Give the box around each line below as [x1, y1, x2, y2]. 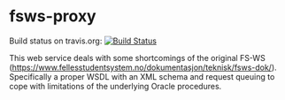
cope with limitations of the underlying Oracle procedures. [9, 81, 222, 91]
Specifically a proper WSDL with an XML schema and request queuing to [9, 71, 275, 81]
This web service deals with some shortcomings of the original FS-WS [9, 52, 266, 63]
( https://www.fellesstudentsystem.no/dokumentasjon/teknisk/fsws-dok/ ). [9, 62, 277, 73]
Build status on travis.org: [9, 35, 103, 46]
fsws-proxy [9, 6, 96, 27]
